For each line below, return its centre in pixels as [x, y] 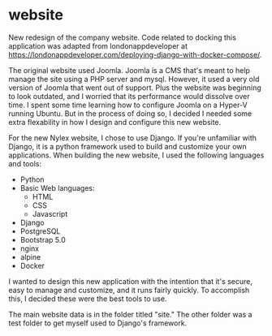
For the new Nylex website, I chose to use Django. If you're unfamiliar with [133, 138]
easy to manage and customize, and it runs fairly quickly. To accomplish [129, 290]
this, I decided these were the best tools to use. [88, 299]
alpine [30, 256]
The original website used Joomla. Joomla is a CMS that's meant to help [129, 70]
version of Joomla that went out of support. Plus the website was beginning [135, 88]
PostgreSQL [40, 231]
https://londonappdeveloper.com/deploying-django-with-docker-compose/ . [135, 54]
